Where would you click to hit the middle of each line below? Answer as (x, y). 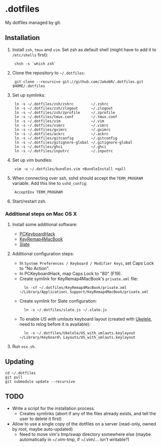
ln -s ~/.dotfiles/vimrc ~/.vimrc (61, 125)
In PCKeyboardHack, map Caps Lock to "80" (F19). (70, 274)
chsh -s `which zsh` (35, 64)
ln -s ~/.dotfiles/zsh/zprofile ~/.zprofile (65, 112)
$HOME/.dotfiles (29, 86)
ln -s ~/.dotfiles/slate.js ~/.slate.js (65, 310)
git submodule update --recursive (40, 382)
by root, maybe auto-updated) (42, 429)
